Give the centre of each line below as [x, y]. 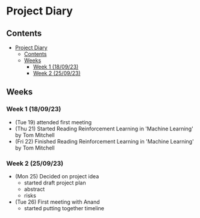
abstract [34, 189]
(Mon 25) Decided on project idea [57, 176]
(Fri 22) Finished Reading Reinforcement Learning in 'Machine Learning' [104, 141]
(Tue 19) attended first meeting [53, 122]
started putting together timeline [64, 208]
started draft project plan [55, 183]
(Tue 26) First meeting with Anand [58, 202]
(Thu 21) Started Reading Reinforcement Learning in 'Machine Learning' [104, 129]
